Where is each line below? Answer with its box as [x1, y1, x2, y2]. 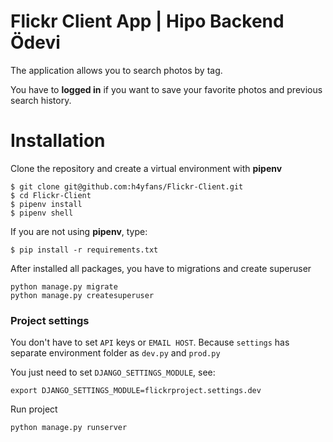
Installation [10, 130, 106, 152]
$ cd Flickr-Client [10, 190, 92, 200]
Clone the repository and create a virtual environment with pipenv [10, 162, 283, 174]
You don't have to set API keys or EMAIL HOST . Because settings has [10, 336, 290, 349]
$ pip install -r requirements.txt [10, 245, 159, 255]
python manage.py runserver [10, 423, 128, 433]
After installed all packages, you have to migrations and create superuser [10, 262, 312, 274]
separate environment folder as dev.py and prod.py [10, 347, 221, 359]
